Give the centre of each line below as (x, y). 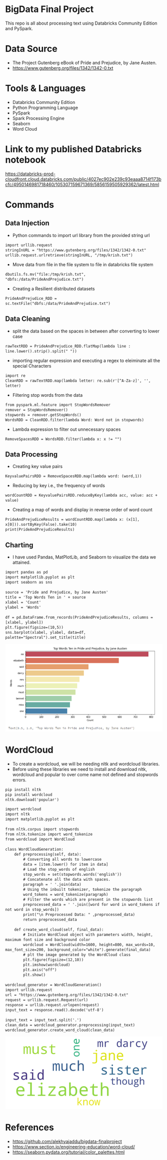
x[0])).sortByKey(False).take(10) (41, 525)
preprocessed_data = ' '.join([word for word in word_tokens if (91, 904)
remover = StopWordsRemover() (37, 410)
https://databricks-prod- (30, 174)
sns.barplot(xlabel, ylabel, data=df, (45, 633)
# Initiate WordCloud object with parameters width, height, (88, 935)
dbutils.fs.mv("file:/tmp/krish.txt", (45, 274)
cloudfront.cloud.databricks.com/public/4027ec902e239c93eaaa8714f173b (83, 179)
